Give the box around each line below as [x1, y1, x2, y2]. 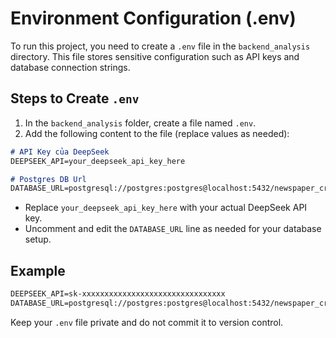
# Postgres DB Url [10, 174, 87, 184]
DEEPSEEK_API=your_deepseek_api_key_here [10, 156, 186, 166]
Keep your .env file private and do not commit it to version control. [10, 316, 284, 328]
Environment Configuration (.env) [10, 7, 297, 30]
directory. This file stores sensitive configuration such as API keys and [10, 50, 300, 62]
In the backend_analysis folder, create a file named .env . [24, 117, 257, 129]
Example [10, 262, 66, 279]
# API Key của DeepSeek [10, 147, 110, 157]
